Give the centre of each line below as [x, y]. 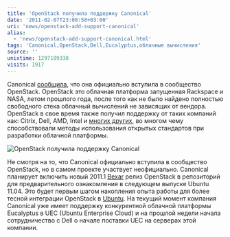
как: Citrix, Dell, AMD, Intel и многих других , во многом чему [95, 120]
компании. [23, 227]
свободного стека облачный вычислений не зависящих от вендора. [107, 106]
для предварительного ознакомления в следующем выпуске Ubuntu [108, 183]
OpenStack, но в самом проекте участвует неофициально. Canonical [108, 169]
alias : [16, 33]
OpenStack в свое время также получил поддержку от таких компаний [112, 113]
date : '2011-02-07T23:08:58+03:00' [58, 20]
